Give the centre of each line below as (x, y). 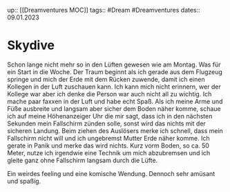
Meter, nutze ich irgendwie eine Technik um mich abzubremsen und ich (109, 152)
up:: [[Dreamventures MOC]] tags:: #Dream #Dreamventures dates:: (104, 10)
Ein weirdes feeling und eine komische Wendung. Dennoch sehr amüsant (111, 173)
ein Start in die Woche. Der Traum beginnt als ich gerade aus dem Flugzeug (115, 71)
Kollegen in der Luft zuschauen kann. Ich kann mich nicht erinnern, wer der (114, 87)
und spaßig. (24, 181)
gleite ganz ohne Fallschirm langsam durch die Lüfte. (83, 160)
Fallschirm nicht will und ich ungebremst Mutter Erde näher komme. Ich (108, 138)
